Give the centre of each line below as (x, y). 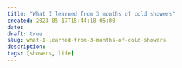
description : (27, 47)
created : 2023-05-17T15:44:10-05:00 (61, 21)
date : (15, 27)
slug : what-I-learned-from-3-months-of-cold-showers (87, 40)
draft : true (25, 34)
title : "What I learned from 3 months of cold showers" (91, 14)
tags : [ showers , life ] (41, 54)
